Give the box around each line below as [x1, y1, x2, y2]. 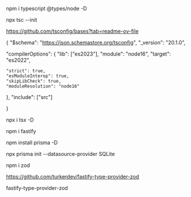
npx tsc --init [6, 16, 37, 23]
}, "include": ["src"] [6, 94, 53, 100]
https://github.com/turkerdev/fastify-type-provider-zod [6, 173, 139, 180]
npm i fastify [6, 128, 36, 134]
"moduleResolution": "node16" [6, 83, 80, 89]
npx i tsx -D [6, 117, 34, 123]
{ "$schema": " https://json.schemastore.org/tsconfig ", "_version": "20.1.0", [6, 39, 186, 46]
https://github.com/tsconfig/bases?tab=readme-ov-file [6, 28, 139, 35]
